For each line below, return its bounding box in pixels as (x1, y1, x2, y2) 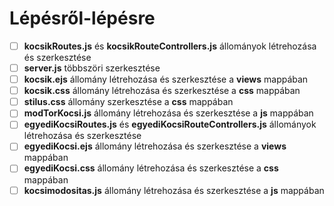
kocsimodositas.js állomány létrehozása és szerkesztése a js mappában (23, 184, 325, 196)
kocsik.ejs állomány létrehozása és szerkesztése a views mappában (23, 73, 309, 86)
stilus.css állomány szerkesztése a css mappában (23, 96, 234, 108)
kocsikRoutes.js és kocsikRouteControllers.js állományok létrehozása (23, 40, 317, 52)
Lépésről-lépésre (9, 7, 156, 30)
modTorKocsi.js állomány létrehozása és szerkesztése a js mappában (23, 107, 314, 119)
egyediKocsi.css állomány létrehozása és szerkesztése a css (23, 162, 279, 174)
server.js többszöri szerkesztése (23, 62, 161, 74)
